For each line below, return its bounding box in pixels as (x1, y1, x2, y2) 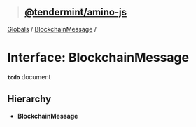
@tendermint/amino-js (24, 6, 127, 18)
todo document (7, 72, 51, 81)
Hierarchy (7, 93, 52, 105)
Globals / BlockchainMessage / (7, 25, 97, 33)
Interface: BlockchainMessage (7, 50, 190, 65)
